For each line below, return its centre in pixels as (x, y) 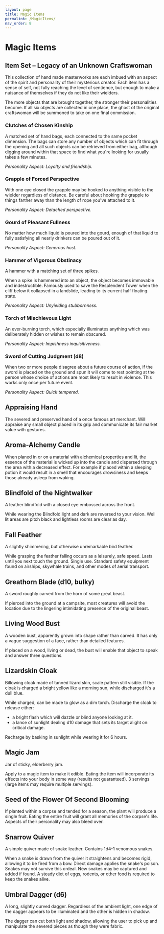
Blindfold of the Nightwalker (49, 493)
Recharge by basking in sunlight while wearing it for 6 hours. (66, 737)
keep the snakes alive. (27, 879)
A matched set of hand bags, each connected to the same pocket (71, 136)
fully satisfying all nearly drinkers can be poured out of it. (63, 238)
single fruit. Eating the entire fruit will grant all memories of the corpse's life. (82, 817)
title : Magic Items (25, 14)
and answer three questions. (34, 655)
